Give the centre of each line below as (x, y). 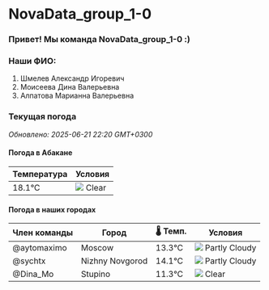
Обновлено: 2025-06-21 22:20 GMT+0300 (81, 134)
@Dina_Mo (33, 274)
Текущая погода (43, 116)
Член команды (43, 233)
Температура (40, 174)
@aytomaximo (40, 248)
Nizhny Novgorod (114, 261)
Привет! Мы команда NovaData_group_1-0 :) (99, 40)
